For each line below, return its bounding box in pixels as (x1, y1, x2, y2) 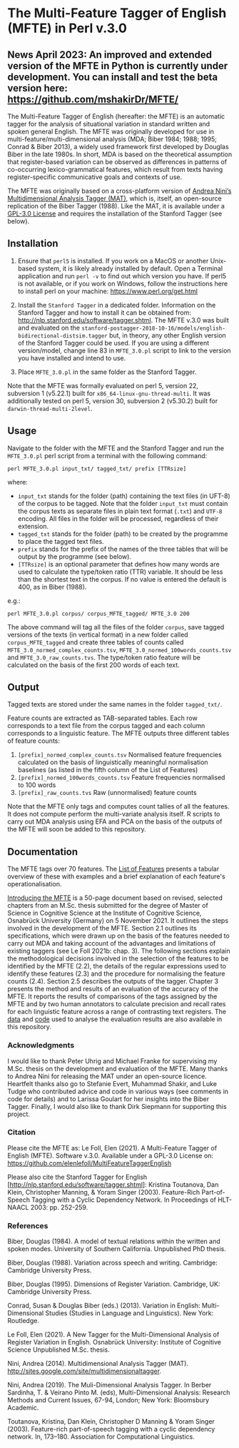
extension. (17, 522, 49, 530)
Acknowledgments (7, 1041, 75, 1050)
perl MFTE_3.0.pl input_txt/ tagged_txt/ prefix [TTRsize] (7, 465, 187, 472)
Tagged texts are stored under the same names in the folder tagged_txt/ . (7, 700, 223, 709)
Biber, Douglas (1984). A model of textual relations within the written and (7, 1237, 220, 1246)
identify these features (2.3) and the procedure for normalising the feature (7, 969, 225, 978)
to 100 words (17, 781, 56, 789)
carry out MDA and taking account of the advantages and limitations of (7, 939, 216, 948)
